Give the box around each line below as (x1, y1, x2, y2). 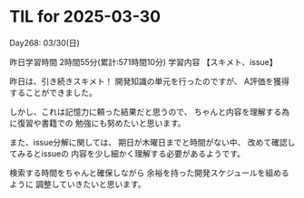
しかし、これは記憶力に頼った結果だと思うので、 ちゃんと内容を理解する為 (9, 106, 290, 117)
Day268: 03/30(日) (9, 37, 80, 48)
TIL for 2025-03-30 (9, 6, 162, 27)
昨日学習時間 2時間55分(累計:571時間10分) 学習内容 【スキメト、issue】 (9, 56, 278, 67)
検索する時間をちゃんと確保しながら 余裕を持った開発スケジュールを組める (9, 167, 289, 178)
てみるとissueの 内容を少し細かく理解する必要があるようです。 (9, 147, 246, 159)
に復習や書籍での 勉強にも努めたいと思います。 (9, 118, 186, 128)
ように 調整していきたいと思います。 (9, 178, 147, 189)
